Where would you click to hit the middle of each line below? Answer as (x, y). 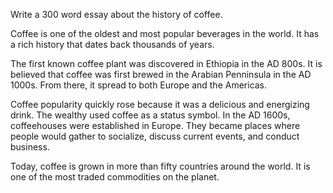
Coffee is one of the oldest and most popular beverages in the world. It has (165, 33)
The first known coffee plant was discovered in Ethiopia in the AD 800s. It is (166, 63)
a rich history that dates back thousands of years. (112, 44)
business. (30, 147)
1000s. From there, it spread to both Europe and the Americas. (139, 85)
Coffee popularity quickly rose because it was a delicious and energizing (160, 104)
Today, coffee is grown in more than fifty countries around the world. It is (160, 166)
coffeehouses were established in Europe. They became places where (155, 125)
